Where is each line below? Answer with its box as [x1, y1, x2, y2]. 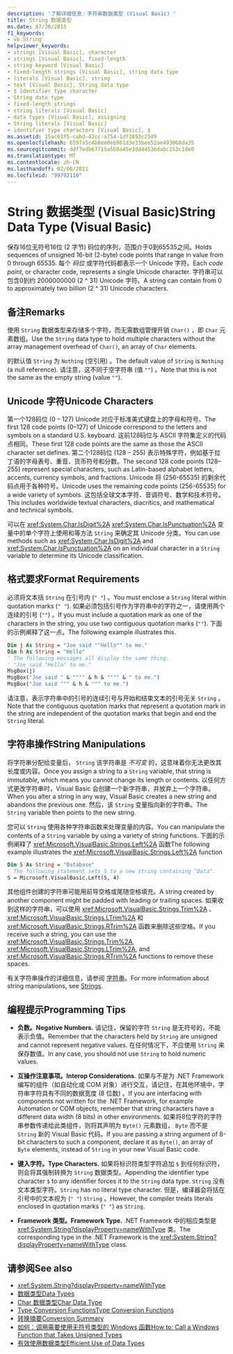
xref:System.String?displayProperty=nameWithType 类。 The [17, 1225, 191, 1234]
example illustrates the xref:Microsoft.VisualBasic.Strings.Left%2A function [7, 848, 223, 856]
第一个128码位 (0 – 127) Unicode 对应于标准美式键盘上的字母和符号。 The [7, 415, 216, 424]
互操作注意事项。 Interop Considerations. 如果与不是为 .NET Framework [17, 1072, 225, 1080]
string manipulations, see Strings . [7, 982, 103, 990]
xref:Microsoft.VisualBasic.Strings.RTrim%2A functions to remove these [7, 952, 214, 960]
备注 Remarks [7, 306, 65, 318]
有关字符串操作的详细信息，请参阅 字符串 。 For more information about [7, 974, 209, 983]
